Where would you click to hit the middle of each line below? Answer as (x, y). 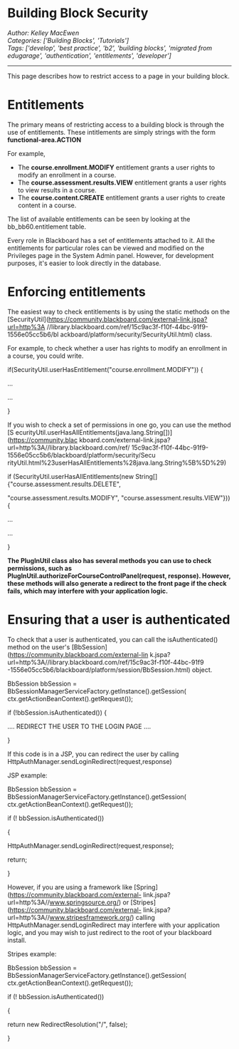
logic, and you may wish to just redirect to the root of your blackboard (110, 932)
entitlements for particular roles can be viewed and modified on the (106, 248)
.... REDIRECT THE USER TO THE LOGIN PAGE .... (79, 726)
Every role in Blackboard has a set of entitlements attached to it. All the (111, 240)
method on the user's (39, 647)
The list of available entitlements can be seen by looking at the (99, 219)
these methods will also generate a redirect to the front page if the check (117, 583)
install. (17, 940)
